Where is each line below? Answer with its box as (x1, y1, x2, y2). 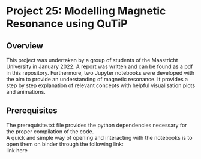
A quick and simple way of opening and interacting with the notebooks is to (6, 134, 193, 141)
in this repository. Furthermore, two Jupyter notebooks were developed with (6, 69, 195, 76)
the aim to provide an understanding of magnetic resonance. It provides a (6, 76, 188, 82)
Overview (6, 41, 44, 51)
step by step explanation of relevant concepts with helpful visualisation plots (6, 82, 196, 89)
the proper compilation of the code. (6, 127, 94, 135)
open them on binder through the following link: (6, 140, 124, 148)
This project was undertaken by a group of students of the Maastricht (6, 57, 178, 63)
